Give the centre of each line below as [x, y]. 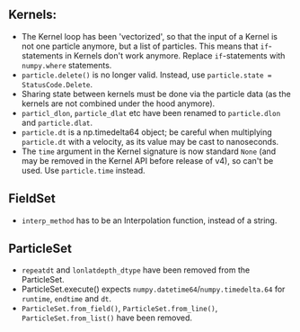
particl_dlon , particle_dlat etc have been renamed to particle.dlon [151, 112]
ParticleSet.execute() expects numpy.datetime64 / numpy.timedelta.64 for [153, 289]
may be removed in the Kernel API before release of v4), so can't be [147, 160]
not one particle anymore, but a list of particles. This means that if [145, 46]
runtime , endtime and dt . [66, 299]
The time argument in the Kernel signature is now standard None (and [149, 151]
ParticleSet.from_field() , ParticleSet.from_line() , [119, 309]
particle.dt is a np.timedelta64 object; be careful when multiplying [147, 132]
